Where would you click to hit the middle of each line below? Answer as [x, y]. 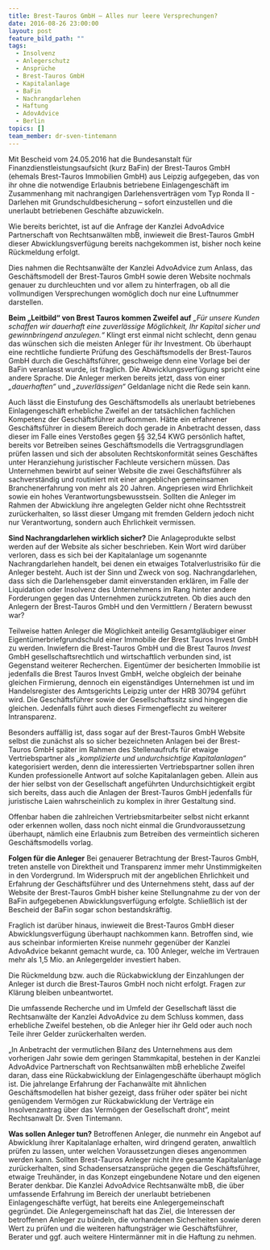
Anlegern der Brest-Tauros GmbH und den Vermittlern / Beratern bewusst [130, 606]
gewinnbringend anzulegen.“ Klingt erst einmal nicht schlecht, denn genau [132, 335]
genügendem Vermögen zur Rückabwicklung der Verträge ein [111, 1101]
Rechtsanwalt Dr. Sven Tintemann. [66, 1118]
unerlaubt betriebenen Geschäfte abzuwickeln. [86, 210]
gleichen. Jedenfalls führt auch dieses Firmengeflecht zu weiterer [118, 708]
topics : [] [27, 128]
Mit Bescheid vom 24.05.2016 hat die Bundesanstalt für [100, 159]
